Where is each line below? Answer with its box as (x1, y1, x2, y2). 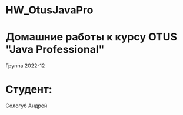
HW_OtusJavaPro (5, 4, 94, 17)
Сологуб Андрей (5, 102, 48, 109)
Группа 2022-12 (5, 62, 45, 69)
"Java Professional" (5, 43, 105, 56)
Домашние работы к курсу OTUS (5, 31, 178, 44)
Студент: (5, 83, 52, 96)
